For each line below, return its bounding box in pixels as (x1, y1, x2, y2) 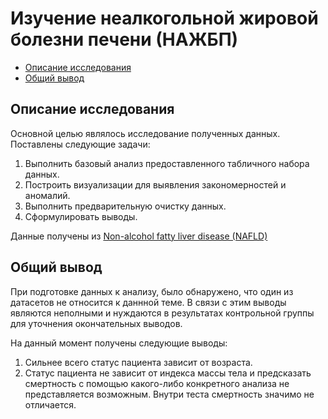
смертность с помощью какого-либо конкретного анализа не (24, 377, 290, 389)
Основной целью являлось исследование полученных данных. (10, 127, 281, 139)
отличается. (24, 398, 77, 411)
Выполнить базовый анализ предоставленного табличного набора (24, 157, 310, 169)
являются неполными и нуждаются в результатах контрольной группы (10, 307, 315, 319)
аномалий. (24, 189, 71, 201)
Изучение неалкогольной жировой (10, 7, 319, 30)
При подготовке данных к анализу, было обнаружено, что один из (10, 285, 294, 297)
